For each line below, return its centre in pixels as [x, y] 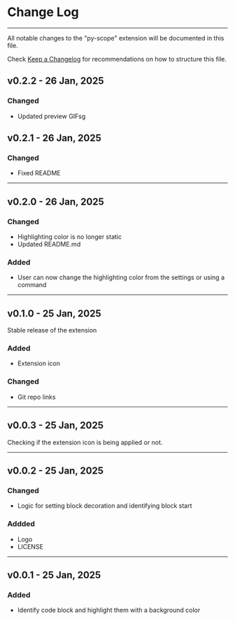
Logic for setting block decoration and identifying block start [105, 506]
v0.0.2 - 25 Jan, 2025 [55, 470]
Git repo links [36, 397]
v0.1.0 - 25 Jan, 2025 [54, 313]
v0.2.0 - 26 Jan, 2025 [56, 202]
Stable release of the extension [52, 330]
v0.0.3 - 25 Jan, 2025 [55, 426]
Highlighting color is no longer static [70, 237]
